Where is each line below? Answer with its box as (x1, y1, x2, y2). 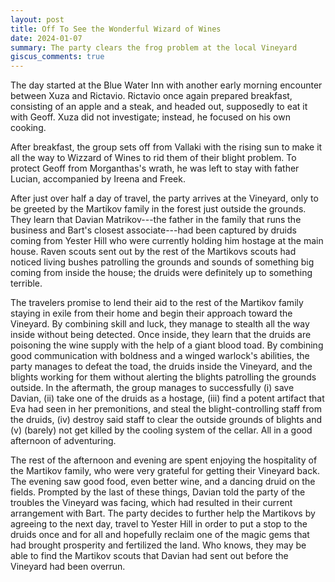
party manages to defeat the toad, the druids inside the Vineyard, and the (10, 361, 313, 373)
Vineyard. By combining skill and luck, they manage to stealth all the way (10, 318, 310, 330)
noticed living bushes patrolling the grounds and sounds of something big (10, 256, 315, 268)
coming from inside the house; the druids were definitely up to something (10, 267, 313, 279)
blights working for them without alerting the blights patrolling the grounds (10, 371, 317, 383)
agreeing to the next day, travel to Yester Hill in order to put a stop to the (10, 518, 308, 530)
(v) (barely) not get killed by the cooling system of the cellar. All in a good (10, 424, 313, 436)
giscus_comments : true (10, 52, 105, 62)
